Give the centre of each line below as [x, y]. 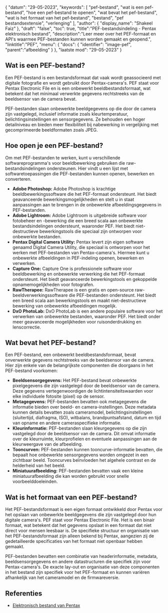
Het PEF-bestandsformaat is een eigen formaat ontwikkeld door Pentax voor [84, 509]
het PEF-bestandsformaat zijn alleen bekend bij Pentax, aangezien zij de [79, 536]
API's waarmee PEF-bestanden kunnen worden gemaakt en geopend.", [78, 39]
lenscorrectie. [27, 327]
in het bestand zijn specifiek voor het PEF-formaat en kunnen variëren [77, 572]
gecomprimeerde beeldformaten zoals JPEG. [51, 130]
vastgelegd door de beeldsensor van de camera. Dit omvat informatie [84, 434]
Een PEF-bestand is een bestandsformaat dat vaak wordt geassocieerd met [83, 78]
